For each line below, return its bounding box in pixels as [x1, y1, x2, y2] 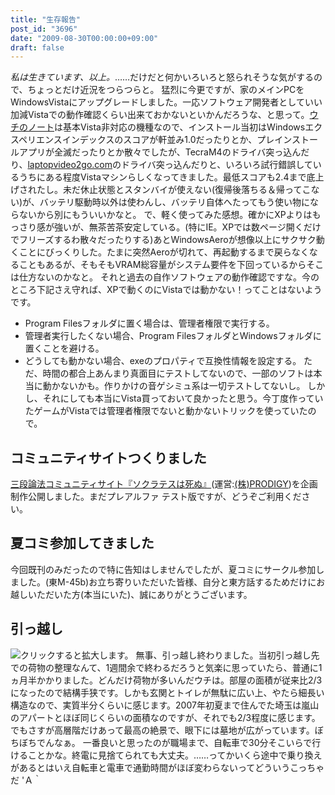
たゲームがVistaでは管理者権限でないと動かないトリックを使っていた [24, 405, 308, 417]
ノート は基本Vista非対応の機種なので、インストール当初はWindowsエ [27, 121, 315, 133]
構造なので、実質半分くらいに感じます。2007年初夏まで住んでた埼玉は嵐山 [10, 699, 320, 711]
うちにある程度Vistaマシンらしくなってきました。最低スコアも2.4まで [18, 171, 307, 183]
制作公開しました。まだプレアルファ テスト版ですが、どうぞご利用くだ [10, 491, 302, 503]
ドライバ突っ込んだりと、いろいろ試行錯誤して [121, 159, 313, 171]
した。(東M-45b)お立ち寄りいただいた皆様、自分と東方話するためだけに [18, 576, 317, 588]
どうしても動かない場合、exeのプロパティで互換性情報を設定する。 [24, 355, 302, 367]
